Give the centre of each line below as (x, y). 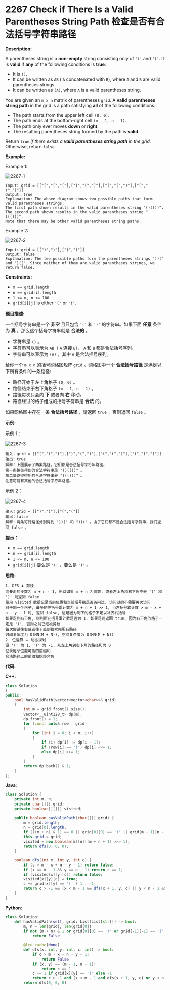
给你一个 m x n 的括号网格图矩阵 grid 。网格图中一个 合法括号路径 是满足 (81, 365)
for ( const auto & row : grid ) (55, 723)
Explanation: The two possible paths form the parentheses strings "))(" (85, 258)
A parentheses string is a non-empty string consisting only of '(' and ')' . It (85, 58)
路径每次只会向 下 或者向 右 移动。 (48, 394)
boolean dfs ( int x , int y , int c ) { (53, 860)
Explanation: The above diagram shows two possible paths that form (79, 199)
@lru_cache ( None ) (41, 945)
